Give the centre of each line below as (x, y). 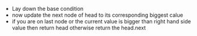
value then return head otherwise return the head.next (79, 28)
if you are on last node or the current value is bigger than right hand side (101, 21)
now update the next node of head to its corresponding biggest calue (98, 15)
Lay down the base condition (48, 9)
